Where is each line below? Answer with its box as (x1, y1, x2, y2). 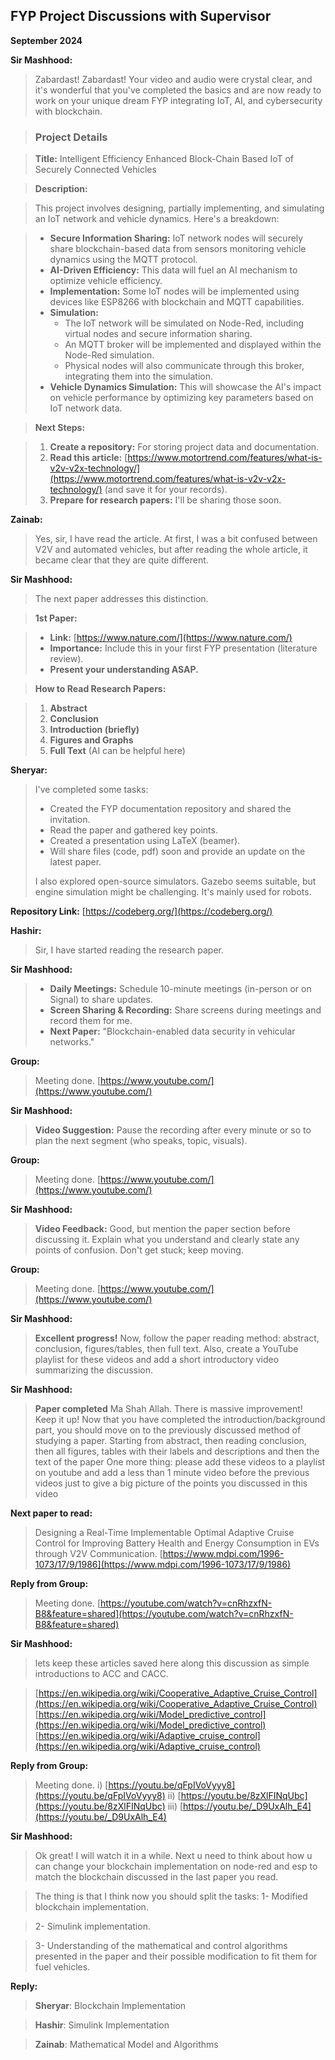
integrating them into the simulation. (64, 370, 214, 383)
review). (49, 653, 84, 665)
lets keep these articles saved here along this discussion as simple (34, 1657, 310, 1669)
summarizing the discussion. (34, 1364, 154, 1376)
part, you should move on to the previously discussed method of (34, 1424, 302, 1436)
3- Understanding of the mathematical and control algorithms (34, 1940, 288, 1952)
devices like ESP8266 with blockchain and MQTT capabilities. (49, 296, 305, 308)
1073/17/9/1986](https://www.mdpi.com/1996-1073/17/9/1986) (34, 1559, 292, 1571)
